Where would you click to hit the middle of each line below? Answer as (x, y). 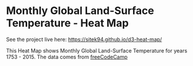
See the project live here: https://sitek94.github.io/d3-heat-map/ (84, 39)
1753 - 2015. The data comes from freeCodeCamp (67, 57)
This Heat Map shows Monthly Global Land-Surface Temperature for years (97, 50)
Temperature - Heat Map (67, 23)
